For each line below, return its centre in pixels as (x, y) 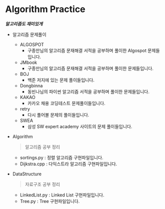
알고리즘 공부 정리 (42, 147)
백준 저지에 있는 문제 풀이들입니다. (61, 80)
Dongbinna (31, 85)
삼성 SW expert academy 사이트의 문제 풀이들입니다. (80, 126)
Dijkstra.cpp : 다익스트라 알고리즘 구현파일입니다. (68, 164)
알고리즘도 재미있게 (24, 24)
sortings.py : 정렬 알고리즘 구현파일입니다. (62, 157)
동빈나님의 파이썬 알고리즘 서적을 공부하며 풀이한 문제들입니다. (88, 91)
